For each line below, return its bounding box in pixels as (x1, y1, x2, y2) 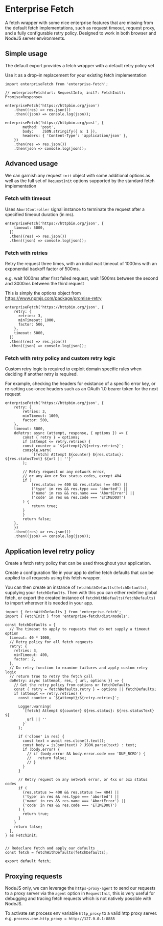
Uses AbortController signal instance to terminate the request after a (5, 206, 145, 212)
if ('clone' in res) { (18, 734, 65, 739)
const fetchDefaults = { (5, 623, 56, 627)
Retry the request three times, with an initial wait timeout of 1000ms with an (5, 261, 157, 267)
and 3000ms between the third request (5, 281, 84, 287)
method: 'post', (23, 124, 56, 130)
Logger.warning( (18, 704, 51, 709)
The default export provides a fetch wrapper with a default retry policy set (5, 62, 155, 68)
